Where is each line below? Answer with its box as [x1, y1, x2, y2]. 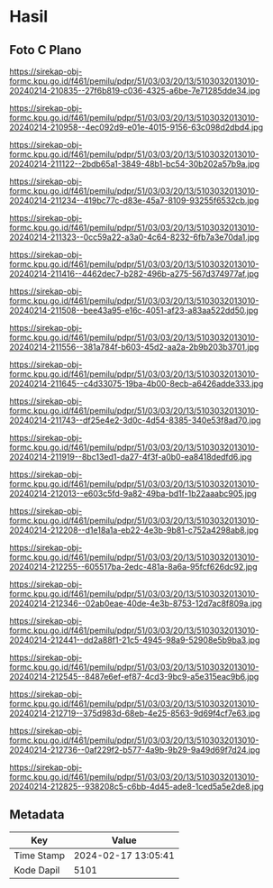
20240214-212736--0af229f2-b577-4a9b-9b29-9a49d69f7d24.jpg [9, 745, 260, 755]
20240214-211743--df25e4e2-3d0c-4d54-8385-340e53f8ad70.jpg [9, 415, 261, 426]
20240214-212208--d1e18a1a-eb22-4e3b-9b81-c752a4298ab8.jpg [9, 525, 259, 536]
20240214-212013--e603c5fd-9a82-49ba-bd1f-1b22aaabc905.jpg [9, 489, 257, 499]
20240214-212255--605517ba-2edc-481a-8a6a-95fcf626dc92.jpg [9, 562, 259, 572]
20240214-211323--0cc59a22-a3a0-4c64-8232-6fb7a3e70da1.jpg [9, 232, 259, 243]
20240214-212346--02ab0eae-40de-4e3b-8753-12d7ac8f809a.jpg [9, 598, 263, 609]
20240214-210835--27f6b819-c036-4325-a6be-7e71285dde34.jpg [9, 86, 260, 96]
